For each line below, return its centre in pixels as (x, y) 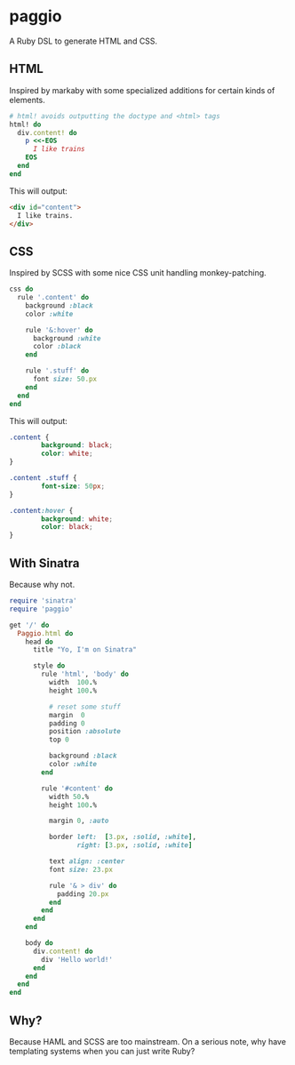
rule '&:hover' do (59, 330)
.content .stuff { (43, 478)
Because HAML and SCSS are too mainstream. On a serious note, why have (148, 1041)
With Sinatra (44, 563)
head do (39, 642)
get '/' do (29, 625)
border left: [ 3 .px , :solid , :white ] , (123, 837)
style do (49, 666)
